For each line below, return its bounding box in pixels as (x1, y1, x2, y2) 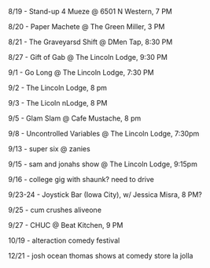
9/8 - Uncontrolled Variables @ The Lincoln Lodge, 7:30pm (8, 129, 200, 138)
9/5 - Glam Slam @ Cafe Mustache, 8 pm (8, 114, 142, 123)
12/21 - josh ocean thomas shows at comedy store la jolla (8, 251, 193, 260)
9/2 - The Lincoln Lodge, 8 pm (8, 83, 108, 92)
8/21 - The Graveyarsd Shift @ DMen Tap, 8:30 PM (8, 37, 173, 47)
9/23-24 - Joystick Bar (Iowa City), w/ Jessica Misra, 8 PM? (8, 190, 202, 199)
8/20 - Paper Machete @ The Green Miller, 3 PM (8, 22, 165, 31)
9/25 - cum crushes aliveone (8, 205, 102, 214)
